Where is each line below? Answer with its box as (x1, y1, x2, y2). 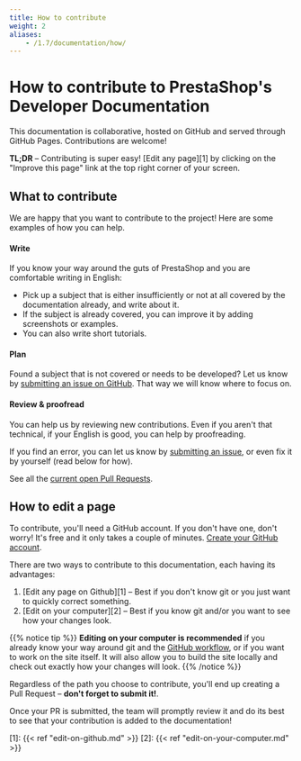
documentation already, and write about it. (22, 299, 180, 311)
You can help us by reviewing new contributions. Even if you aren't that (9, 419, 272, 430)
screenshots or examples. (22, 319, 119, 330)
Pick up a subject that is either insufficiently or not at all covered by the (22, 290, 286, 301)
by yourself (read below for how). (9, 456, 133, 467)
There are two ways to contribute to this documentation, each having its (9, 559, 276, 570)
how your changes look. (22, 615, 112, 626)
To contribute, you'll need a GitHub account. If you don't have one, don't (9, 523, 278, 534)
